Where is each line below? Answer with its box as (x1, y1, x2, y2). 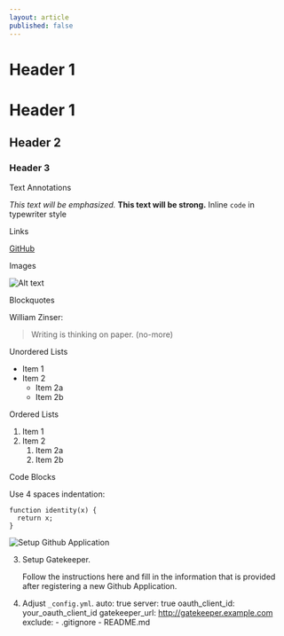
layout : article (9, 12, 69, 22)
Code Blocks (9, 471, 56, 482)
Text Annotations (9, 182, 72, 192)
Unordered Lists (9, 346, 68, 357)
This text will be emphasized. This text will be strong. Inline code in (9, 199, 255, 209)
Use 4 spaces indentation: (9, 489, 106, 499)
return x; (17, 514, 53, 522)
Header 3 (9, 161, 51, 174)
